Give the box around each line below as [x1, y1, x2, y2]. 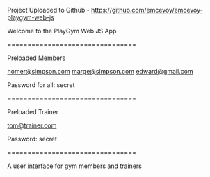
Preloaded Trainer [7, 108, 59, 116]
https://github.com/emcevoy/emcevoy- [91, 6, 203, 14]
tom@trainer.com [7, 121, 57, 130]
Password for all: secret [7, 81, 75, 89]
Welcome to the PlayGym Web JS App [7, 27, 117, 35]
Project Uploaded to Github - [7, 6, 90, 14]
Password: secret [7, 135, 58, 143]
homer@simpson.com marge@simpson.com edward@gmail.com [7, 68, 193, 75]
